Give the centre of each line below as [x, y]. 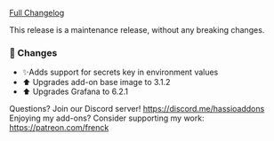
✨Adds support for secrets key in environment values [120, 72]
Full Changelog [37, 13]
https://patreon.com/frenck [59, 128]
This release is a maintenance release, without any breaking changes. [137, 30]
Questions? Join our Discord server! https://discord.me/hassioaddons [137, 109]
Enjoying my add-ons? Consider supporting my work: [107, 118]
